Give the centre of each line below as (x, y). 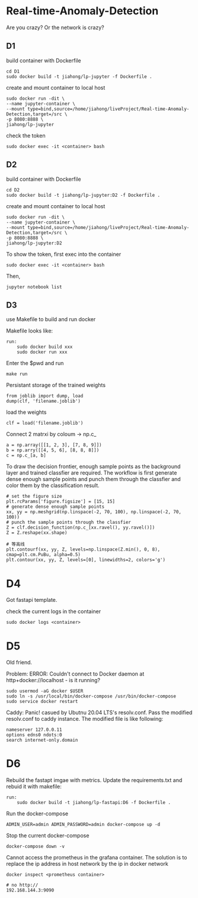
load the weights (26, 412)
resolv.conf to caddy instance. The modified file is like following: (85, 719)
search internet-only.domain (42, 740)
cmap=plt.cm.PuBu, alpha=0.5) (44, 555)
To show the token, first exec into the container (64, 254)
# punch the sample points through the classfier (69, 522)
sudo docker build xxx (45, 347)
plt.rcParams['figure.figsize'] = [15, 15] (61, 502)
